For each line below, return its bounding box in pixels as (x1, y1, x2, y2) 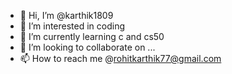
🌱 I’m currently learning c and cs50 (19, 31, 165, 42)
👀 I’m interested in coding (19, 20, 126, 32)
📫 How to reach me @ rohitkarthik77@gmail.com (19, 53, 222, 64)
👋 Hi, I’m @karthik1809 (19, 10, 114, 21)
